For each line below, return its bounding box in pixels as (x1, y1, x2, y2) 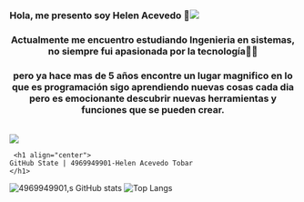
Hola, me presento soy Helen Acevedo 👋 (9, 9, 190, 22)
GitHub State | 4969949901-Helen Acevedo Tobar (9, 159, 194, 168)
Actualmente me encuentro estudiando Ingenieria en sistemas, (10, 33, 296, 45)
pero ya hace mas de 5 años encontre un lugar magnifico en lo (13, 69, 293, 82)
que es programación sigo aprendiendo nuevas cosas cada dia (12, 80, 294, 93)
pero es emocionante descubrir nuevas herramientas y (28, 92, 278, 105)
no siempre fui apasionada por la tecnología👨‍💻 (47, 45, 258, 57)
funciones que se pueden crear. (81, 103, 225, 116)
